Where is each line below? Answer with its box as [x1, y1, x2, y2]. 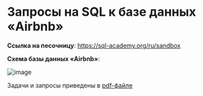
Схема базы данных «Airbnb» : [7, 54, 100, 62]
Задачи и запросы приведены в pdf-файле [7, 81, 133, 89]
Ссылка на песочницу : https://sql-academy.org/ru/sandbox [7, 41, 181, 49]
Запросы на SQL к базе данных [7, 4, 197, 20]
